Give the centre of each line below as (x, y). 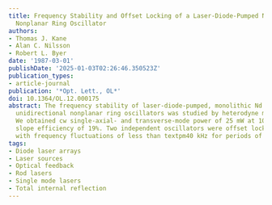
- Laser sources (36, 158)
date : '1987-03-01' (41, 61)
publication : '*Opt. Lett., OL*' (65, 91)
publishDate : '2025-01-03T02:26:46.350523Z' (85, 69)
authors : (23, 31)
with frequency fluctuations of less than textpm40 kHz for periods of (139, 136)
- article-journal (39, 83)
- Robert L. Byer (38, 53)
